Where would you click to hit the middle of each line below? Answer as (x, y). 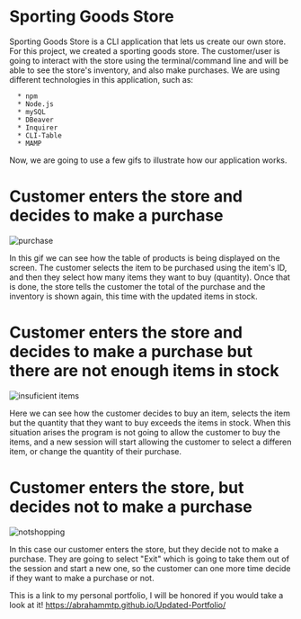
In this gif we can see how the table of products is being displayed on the (145, 257)
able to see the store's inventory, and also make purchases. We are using (145, 70)
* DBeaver (35, 120)
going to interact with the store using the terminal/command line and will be (149, 60)
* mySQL (32, 112)
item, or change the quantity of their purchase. (96, 451)
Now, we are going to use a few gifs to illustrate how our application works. (148, 160)
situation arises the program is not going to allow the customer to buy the (145, 432)
